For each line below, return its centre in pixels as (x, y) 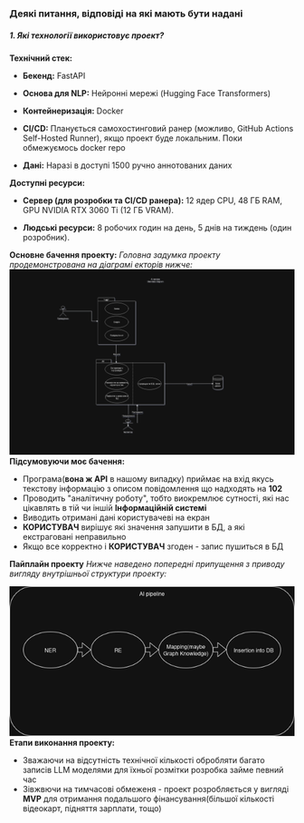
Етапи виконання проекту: (62, 743)
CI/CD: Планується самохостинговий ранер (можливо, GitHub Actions (158, 128)
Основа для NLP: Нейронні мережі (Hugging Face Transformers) (147, 93)
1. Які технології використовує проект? (87, 35)
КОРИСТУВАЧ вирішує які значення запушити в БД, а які (134, 527)
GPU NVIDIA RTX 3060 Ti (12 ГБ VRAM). (98, 210)
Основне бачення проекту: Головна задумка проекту (115, 255)
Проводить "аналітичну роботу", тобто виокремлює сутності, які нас (156, 498)
